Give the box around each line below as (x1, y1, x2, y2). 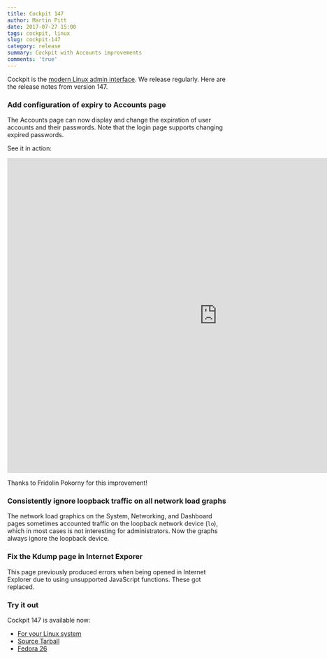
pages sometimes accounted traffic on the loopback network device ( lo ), (7, 519, 219, 528)
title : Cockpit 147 (7, 10, 64, 17)
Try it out (7, 600, 39, 609)
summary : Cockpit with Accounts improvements (7, 50, 142, 57)
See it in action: (7, 144, 52, 153)
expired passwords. (7, 131, 64, 139)
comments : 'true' (7, 56, 58, 63)
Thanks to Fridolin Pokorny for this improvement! (7, 479, 148, 487)
